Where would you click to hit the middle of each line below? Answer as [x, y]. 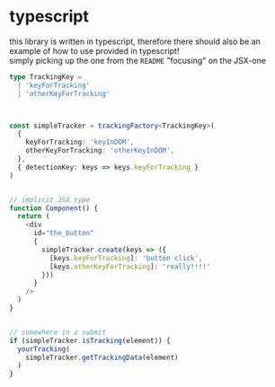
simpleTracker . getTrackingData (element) [102, 357]
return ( [34, 216]
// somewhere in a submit [58, 332]
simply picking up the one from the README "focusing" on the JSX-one [138, 60]
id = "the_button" [63, 233]
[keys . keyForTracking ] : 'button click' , [126, 258]
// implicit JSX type [50, 199]
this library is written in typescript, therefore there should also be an [135, 41]
